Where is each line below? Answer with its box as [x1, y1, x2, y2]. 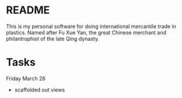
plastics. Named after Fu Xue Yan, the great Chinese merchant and [6, 29, 166, 36]
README [6, 3, 50, 17]
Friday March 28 [6, 75, 45, 82]
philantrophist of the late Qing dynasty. [6, 35, 100, 42]
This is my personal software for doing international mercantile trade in [6, 23, 177, 30]
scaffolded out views [14, 86, 65, 93]
